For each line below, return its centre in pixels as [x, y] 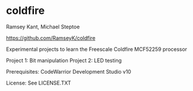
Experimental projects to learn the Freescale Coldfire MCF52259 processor [96, 49]
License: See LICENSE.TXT [39, 83]
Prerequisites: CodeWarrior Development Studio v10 [69, 71]
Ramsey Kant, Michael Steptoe [43, 27]
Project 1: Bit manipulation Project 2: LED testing [64, 60]
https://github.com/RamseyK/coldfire [51, 38]
